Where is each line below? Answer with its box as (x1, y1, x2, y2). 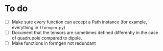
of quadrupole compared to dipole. (11, 35, 82, 41)
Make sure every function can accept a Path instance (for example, (11, 19, 147, 25)
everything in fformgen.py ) (11, 25, 66, 30)
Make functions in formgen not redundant (11, 40, 96, 46)
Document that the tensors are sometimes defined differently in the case (11, 30, 159, 35)
